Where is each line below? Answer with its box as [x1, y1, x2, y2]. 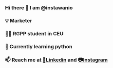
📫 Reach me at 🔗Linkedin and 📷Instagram [5, 56, 108, 63]
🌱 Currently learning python [5, 43, 73, 50]
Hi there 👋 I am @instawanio [5, 4, 73, 11]
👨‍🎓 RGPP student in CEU [5, 30, 64, 37]
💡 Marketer [5, 17, 33, 24]
